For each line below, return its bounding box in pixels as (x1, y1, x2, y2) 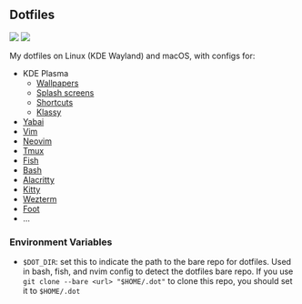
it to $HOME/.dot (22, 286, 81, 297)
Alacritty (22, 174, 55, 185)
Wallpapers (35, 77, 79, 88)
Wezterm (22, 193, 57, 204)
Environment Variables (9, 236, 113, 248)
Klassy (35, 106, 62, 117)
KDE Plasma (22, 67, 69, 78)
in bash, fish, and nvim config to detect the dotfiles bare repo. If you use (22, 266, 294, 277)
